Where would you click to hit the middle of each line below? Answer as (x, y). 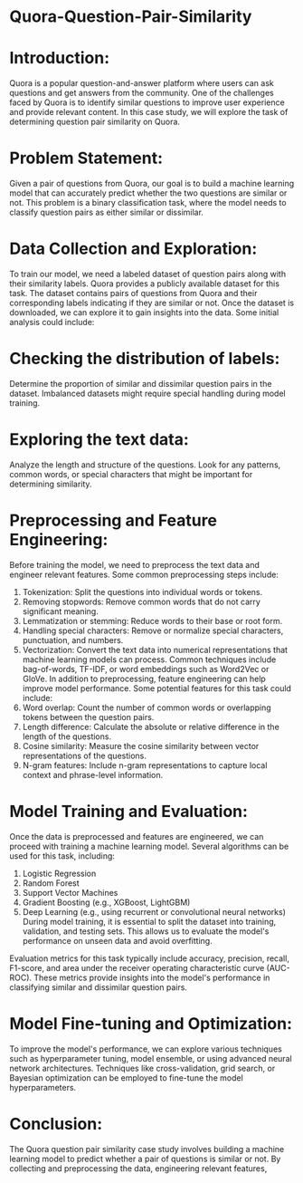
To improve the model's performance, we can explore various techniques (146, 1049)
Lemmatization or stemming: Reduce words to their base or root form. (152, 620)
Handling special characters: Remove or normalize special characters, (153, 630)
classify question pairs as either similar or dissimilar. (106, 212)
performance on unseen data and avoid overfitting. (117, 940)
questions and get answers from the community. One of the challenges (142, 93)
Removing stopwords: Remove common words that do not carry (141, 601)
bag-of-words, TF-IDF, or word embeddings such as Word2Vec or (146, 668)
